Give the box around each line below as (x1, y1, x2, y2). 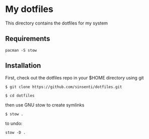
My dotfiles (5, 3, 54, 15)
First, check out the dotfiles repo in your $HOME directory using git (5, 74, 144, 80)
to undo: (5, 120, 23, 126)
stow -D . (5, 130, 26, 135)
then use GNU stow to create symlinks (5, 101, 84, 108)
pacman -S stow (5, 47, 37, 53)
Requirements (5, 34, 50, 43)
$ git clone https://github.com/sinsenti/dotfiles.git (5, 84, 122, 89)
